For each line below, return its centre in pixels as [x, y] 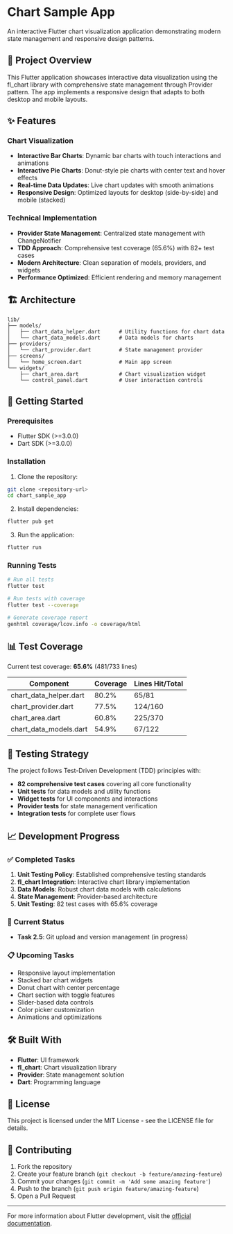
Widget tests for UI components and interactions [87, 799]
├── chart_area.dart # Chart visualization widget [113, 374]
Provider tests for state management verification [87, 806]
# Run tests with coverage [46, 599]
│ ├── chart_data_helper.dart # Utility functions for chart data [116, 331]
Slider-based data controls [55, 1002]
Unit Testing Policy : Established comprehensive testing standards [112, 874]
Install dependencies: [48, 509]
